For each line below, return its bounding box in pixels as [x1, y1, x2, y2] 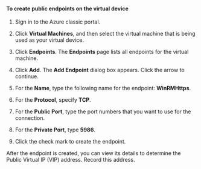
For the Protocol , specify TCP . [14, 96, 92, 104]
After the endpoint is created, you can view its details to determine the [6, 150, 181, 157]
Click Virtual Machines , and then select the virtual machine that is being [14, 30, 196, 38]
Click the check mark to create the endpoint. [14, 138, 126, 145]
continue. [14, 73, 39, 80]
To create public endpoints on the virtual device [6, 5, 129, 12]
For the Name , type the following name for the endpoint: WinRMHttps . [14, 85, 191, 92]
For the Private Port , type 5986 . [14, 126, 95, 133]
